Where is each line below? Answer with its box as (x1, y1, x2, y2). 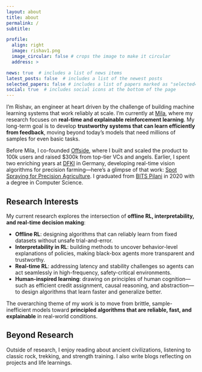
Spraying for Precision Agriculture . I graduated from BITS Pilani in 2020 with (6, 172, 195, 180)
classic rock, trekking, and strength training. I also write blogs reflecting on (6, 352, 191, 359)
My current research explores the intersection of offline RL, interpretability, (6, 212, 194, 219)
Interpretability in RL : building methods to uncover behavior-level (14, 243, 179, 250)
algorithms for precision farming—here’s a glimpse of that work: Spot (6, 166, 177, 174)
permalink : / (6, 20, 39, 26)
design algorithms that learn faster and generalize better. (21, 288, 162, 295)
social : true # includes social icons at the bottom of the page (6, 87, 176, 93)
